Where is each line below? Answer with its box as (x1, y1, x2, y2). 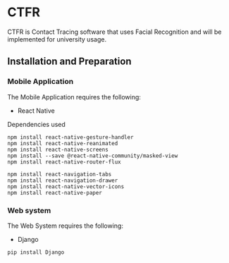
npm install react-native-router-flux (7, 158, 121, 166)
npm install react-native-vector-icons (7, 183, 125, 190)
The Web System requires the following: (7, 221, 123, 230)
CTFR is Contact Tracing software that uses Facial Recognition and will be (7, 27, 222, 36)
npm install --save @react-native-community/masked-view (7, 152, 178, 159)
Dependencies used (7, 120, 66, 128)
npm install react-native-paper (7, 189, 102, 196)
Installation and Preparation (7, 56, 132, 68)
